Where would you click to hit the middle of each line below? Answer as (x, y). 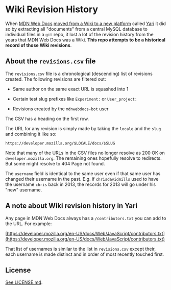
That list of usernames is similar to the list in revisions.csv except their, (81, 249)
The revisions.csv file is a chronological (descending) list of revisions (79, 74)
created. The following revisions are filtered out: (56, 79)
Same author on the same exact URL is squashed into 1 (70, 89)
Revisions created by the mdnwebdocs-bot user (60, 109)
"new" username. (24, 189)
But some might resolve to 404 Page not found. (55, 163)
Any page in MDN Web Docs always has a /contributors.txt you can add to (86, 218)
